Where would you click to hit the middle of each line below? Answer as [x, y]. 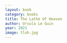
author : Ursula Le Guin [29, 23]
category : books [22, 14]
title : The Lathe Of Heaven [34, 19]
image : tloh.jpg [22, 33]
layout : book [18, 10]
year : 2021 [16, 28]
